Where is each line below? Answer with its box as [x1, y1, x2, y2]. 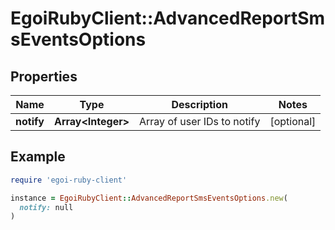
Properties [10, 68, 78, 85]
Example [10, 148, 66, 166]
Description [171, 98, 228, 111]
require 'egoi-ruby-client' [10, 175, 128, 185]
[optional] [269, 115, 317, 128]
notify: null [19, 202, 74, 212]
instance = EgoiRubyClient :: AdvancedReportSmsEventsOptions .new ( [10, 193, 288, 203]
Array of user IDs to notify [139, 115, 261, 128]
